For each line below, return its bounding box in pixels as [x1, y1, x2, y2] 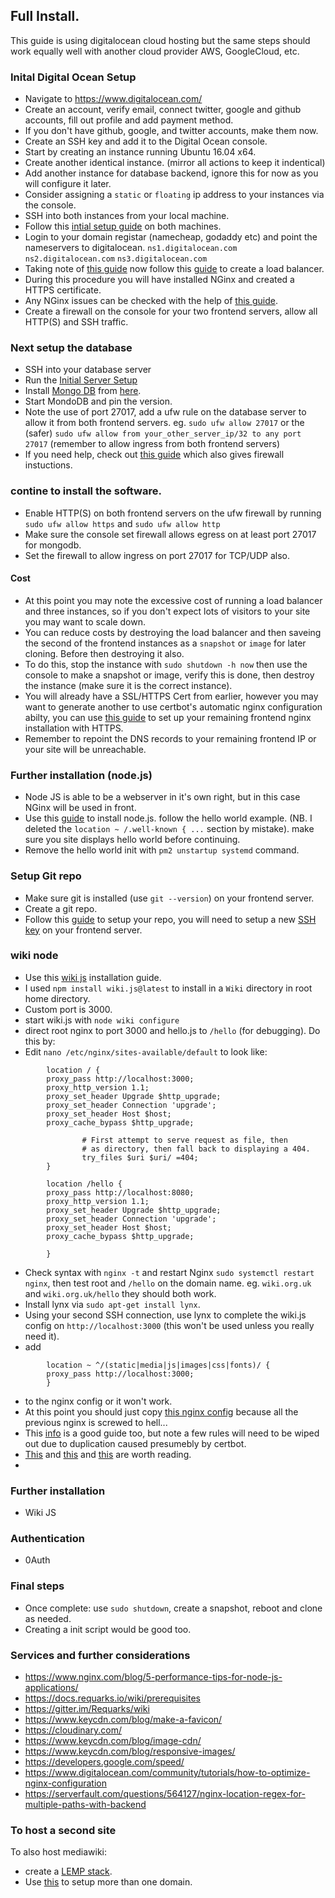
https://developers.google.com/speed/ [24, 1755, 185, 1768]
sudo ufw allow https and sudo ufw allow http [24, 517, 221, 529]
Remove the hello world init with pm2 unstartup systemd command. [24, 844, 300, 856]
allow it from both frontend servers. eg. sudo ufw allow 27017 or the [24, 417, 305, 429]
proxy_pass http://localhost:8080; [46, 1187, 195, 1198]
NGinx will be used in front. [24, 802, 137, 814]
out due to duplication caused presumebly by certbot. [24, 1437, 247, 1449]
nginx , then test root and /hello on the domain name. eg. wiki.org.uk [24, 1277, 312, 1289]
